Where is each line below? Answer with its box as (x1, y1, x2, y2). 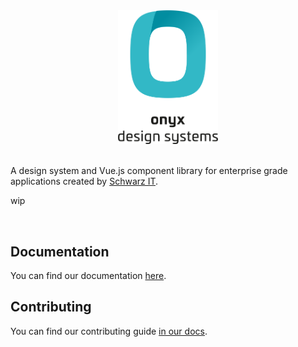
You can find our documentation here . (10, 269, 167, 281)
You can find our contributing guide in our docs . (10, 325, 208, 337)
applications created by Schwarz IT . (10, 175, 159, 188)
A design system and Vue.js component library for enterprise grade (10, 165, 288, 177)
